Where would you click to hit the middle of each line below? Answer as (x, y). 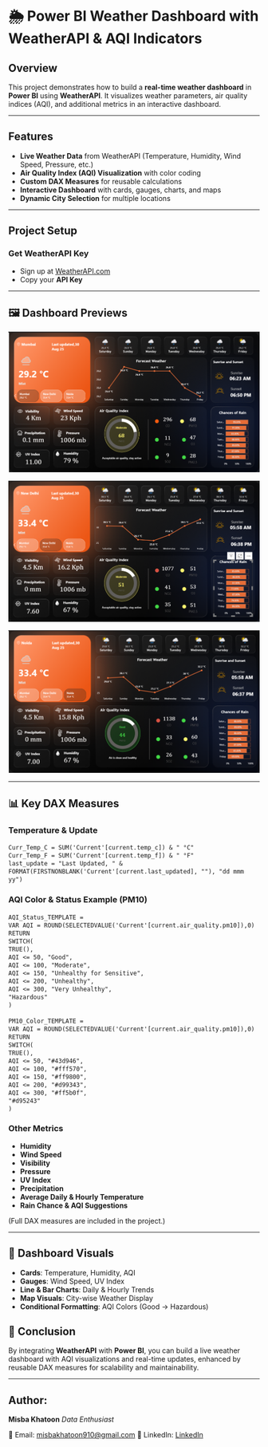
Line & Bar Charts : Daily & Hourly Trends (87, 1289)
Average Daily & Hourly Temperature (82, 1197)
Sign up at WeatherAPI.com (65, 271)
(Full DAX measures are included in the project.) (87, 1220)
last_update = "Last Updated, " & (66, 864)
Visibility (35, 1163)
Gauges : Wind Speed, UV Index (72, 1281)
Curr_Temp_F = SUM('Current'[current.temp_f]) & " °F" (101, 856)
